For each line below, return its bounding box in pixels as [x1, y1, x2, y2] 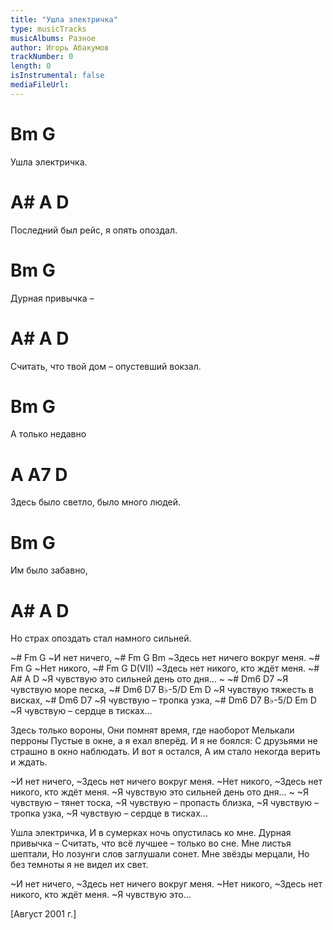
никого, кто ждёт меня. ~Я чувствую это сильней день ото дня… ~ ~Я [10, 786, 310, 798]
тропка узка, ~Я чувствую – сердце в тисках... [10, 807, 208, 820]
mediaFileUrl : [10, 80, 70, 90]
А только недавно [10, 428, 87, 440]
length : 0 [10, 61, 52, 71]
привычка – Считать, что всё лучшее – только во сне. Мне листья [10, 837, 292, 850]
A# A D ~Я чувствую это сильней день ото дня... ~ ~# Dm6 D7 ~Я [10, 673, 289, 685]
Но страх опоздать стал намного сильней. [10, 632, 192, 645]
